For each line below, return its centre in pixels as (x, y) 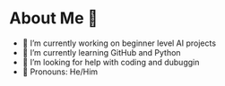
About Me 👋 (54, 18)
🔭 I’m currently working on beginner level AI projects (119, 43)
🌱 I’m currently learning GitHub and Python (101, 52)
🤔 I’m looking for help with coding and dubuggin (111, 62)
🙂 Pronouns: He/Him (60, 72)
